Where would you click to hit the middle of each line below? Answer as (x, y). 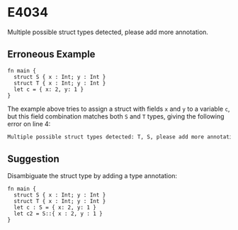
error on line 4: (29, 124)
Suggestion (33, 159)
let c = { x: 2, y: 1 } (49, 89)
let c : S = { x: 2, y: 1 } (55, 208)
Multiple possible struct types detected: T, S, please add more (106, 137)
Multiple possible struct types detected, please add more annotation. (108, 32)
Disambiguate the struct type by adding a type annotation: (92, 176)
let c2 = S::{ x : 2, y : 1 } (58, 214)
